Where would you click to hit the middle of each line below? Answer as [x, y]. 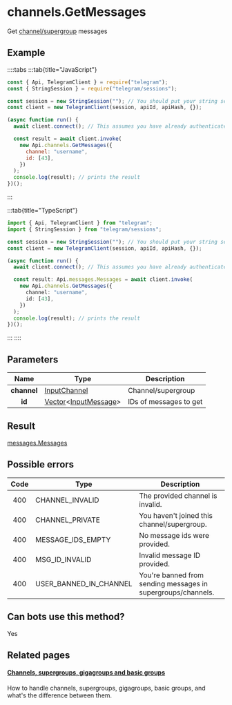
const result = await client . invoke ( [68, 139]
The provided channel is [178, 496]
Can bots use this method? [66, 617]
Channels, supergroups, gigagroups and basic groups [86, 673]
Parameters [33, 359]
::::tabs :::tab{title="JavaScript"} [52, 69]
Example [26, 53]
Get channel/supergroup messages [57, 31]
